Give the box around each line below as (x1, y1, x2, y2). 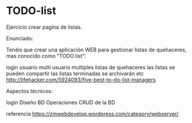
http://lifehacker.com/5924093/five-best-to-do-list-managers (6, 76, 156, 83)
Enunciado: (6, 35, 34, 42)
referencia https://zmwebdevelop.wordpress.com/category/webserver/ (6, 110, 179, 117)
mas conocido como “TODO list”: (6, 52, 87, 59)
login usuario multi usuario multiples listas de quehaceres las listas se (6, 63, 176, 71)
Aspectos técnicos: (6, 87, 53, 94)
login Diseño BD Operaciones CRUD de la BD (6, 98, 115, 106)
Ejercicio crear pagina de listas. (6, 23, 82, 30)
